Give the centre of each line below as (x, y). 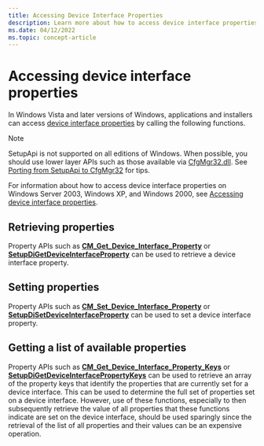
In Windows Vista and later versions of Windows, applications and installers (130, 115)
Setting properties (54, 288)
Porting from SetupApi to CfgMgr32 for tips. (79, 171)
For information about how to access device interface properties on (117, 186)
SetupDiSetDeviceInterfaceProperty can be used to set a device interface (130, 315)
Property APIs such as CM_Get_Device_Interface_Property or (109, 246)
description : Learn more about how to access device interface (114, 23)
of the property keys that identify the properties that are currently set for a (128, 383)
